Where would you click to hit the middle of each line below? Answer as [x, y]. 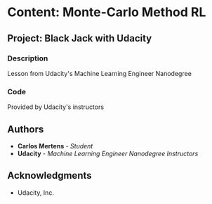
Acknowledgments [50, 176]
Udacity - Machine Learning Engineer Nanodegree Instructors [108, 153]
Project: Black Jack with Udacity [80, 38]
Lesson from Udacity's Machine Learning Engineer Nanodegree [99, 73]
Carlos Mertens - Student [55, 146]
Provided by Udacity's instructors [55, 107]
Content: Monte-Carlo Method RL [107, 12]
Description [28, 58]
